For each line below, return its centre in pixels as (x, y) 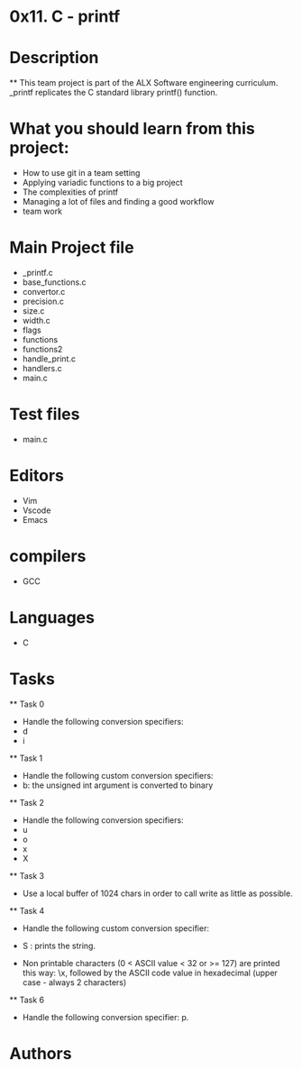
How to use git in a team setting (81, 173)
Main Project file (72, 247)
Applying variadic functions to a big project (102, 183)
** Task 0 (27, 704)
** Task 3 (27, 875)
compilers (48, 557)
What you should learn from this (132, 129)
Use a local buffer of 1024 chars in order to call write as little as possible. (157, 893)
